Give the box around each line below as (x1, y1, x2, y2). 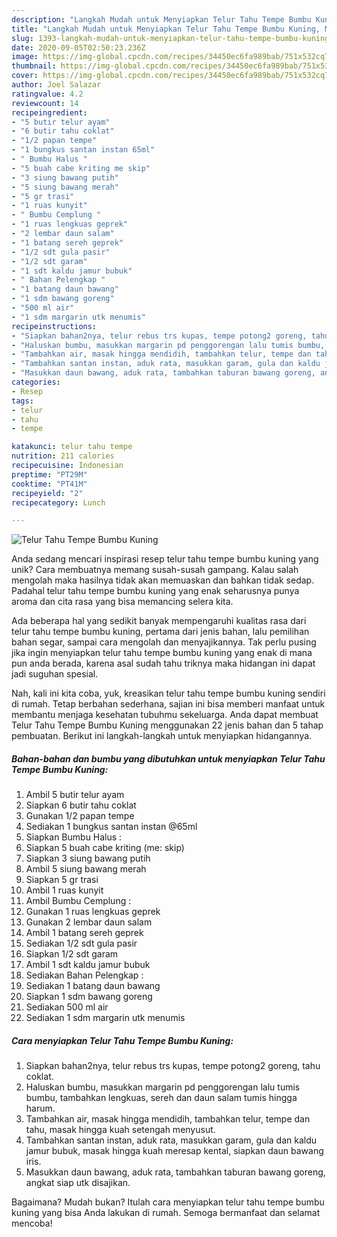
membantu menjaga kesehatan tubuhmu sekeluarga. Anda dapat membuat (11, 709, 319, 721)
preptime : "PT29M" (11, 469, 88, 480)
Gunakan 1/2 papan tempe (25, 810, 135, 822)
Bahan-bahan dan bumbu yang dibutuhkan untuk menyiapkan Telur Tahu (11, 752, 326, 765)
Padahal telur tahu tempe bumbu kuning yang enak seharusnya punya (11, 585, 300, 597)
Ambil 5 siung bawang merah (25, 863, 147, 875)
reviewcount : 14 (11, 98, 79, 108)
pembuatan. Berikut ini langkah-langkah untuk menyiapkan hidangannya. (11, 730, 313, 742)
